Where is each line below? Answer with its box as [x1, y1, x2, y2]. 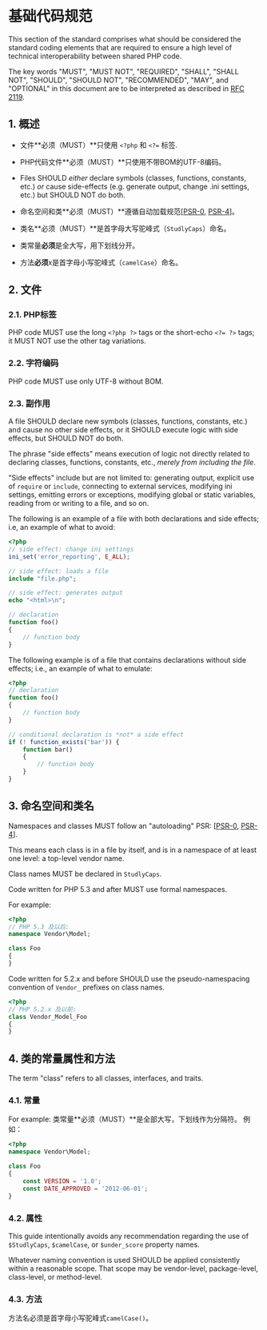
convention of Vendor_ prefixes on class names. [8, 982, 165, 992]
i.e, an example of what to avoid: [8, 523, 116, 532]
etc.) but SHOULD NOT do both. [19, 189, 126, 200]
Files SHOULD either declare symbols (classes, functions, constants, [19, 173, 246, 182]
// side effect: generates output [8, 589, 124, 597]
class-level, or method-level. [8, 1272, 102, 1281]
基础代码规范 [8, 7, 94, 26]
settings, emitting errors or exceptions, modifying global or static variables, [8, 490, 256, 500]
